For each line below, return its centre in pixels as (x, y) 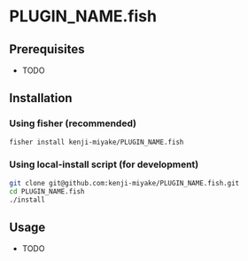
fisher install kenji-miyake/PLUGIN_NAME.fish (97, 142)
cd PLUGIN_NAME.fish (47, 191)
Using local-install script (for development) (104, 164)
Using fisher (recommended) (73, 123)
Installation (41, 98)
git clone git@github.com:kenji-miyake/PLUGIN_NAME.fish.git (124, 183)
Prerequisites (47, 49)
